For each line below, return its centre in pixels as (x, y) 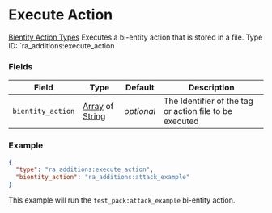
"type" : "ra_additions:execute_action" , (85, 170)
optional (140, 111)
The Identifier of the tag (208, 101)
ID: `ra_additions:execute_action (62, 45)
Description (211, 88)
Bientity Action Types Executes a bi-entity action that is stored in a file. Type (136, 37)
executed (181, 121)
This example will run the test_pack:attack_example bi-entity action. (122, 200)
